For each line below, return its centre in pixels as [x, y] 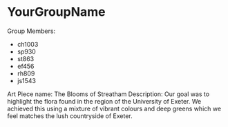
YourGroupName [56, 12]
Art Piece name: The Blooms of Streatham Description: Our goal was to [108, 94]
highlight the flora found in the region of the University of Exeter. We [104, 101]
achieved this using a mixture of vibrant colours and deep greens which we [114, 108]
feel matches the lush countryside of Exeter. [70, 116]
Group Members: [31, 31]
